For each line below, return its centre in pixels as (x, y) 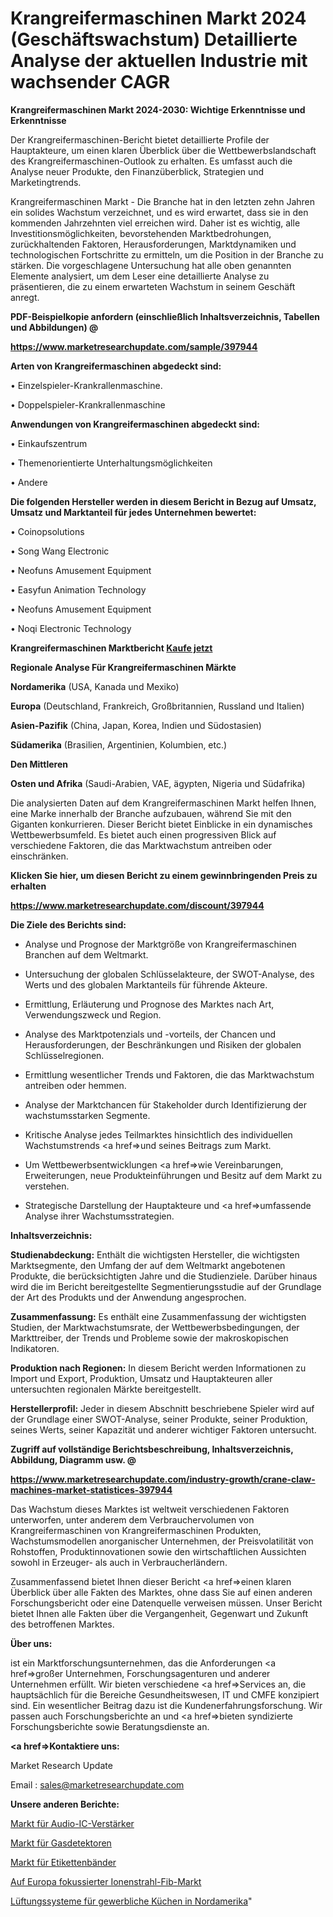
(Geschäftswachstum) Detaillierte (154, 39)
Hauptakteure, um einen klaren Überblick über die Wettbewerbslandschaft (163, 150)
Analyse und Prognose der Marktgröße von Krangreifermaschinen (160, 944)
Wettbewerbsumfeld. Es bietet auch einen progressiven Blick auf (143, 834)
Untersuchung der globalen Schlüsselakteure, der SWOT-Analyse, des (169, 974)
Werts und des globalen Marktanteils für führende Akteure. (146, 984)
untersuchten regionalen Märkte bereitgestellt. (106, 1389)
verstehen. (47, 1186)
